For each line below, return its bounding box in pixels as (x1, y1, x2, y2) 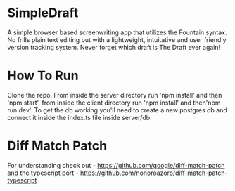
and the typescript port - (7, 169, 79, 177)
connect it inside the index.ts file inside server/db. (7, 113, 153, 121)
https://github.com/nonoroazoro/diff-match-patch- (80, 169, 228, 177)
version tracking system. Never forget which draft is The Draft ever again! (7, 43, 221, 51)
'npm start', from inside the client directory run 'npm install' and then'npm (7, 98, 221, 107)
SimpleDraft (7, 5, 79, 21)
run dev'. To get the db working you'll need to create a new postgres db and (7, 105, 227, 114)
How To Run (7, 68, 79, 84)
